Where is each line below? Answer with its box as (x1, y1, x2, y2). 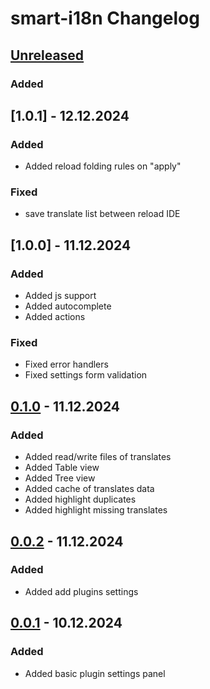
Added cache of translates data (24, 483, 155, 495)
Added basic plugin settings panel (24, 667, 166, 679)
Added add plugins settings (24, 585, 139, 597)
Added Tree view (24, 472, 96, 484)
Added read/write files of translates (24, 451, 172, 463)
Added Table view (24, 462, 100, 474)
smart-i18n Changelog (10, 7, 200, 30)
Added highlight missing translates (24, 504, 168, 516)
